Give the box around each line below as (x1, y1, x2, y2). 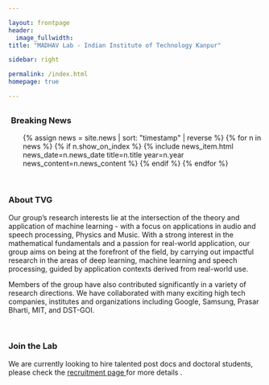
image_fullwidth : (15, 34, 74, 42)
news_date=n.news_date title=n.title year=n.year (23, 150, 184, 160)
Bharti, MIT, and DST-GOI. (8, 305, 95, 314)
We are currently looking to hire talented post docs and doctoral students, (8, 358, 254, 368)
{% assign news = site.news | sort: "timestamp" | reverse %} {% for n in (23, 133, 262, 143)
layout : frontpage (8, 18, 70, 27)
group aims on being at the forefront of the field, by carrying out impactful (8, 247, 255, 256)
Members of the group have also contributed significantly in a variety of (8, 279, 247, 289)
